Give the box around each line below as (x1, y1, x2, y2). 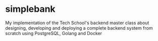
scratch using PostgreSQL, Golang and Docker (5, 30, 102, 36)
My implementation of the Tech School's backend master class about (5, 20, 149, 26)
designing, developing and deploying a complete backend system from (5, 25, 153, 31)
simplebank (5, 3, 56, 15)
